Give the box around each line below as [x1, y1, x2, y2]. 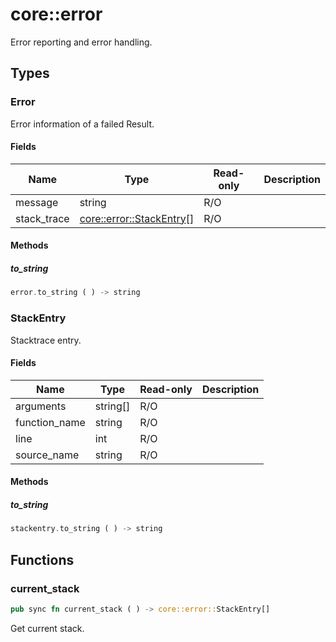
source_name [15, 448, 80, 462]
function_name [15, 415, 86, 429]
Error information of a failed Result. [10, 118, 155, 130]
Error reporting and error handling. [10, 36, 153, 48]
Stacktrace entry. [10, 334, 82, 346]
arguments [15, 399, 67, 413]
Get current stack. [10, 622, 85, 634]
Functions [10, 551, 75, 568]
